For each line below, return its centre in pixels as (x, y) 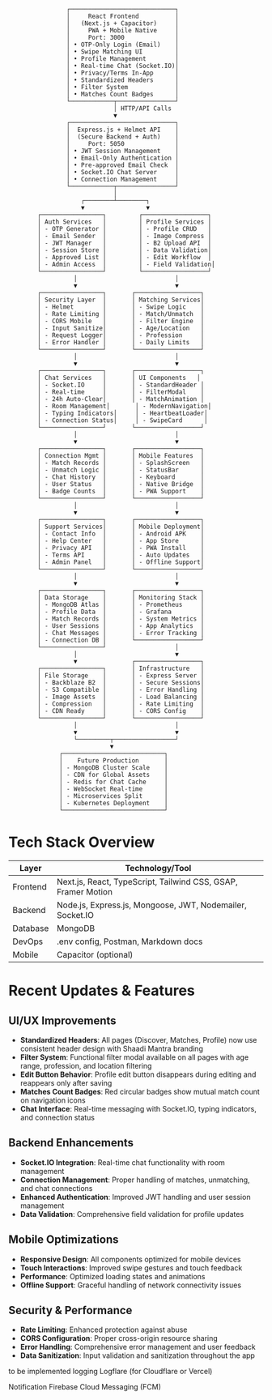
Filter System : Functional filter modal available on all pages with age (134, 1057)
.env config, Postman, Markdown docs (130, 941)
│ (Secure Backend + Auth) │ (123, 137)
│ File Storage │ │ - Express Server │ (121, 676)
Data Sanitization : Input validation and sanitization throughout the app (137, 1355)
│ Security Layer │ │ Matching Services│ (121, 300)
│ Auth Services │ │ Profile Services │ (125, 222)
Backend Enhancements (71, 1143)
